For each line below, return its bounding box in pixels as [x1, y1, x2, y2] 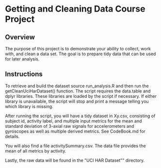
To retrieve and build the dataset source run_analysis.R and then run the [5, 83, 149, 89]
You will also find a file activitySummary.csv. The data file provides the [5, 143, 146, 149]
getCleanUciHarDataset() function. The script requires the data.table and [5, 88, 151, 94]
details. [5, 133, 20, 139]
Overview [5, 33, 35, 41]
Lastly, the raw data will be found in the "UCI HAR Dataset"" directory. [5, 157, 145, 163]
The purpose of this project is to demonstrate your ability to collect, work [5, 46, 151, 51]
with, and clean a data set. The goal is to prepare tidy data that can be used [5, 51, 156, 57]
